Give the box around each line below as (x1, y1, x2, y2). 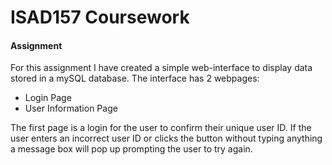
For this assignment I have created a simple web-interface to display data (10, 62, 313, 74)
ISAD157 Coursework (10, 6, 190, 29)
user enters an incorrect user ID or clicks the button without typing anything (10, 132, 323, 145)
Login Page (24, 92, 72, 104)
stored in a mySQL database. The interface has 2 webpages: (10, 72, 260, 85)
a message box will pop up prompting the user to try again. (10, 143, 253, 155)
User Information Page (24, 102, 118, 115)
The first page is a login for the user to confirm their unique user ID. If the (10, 122, 312, 134)
